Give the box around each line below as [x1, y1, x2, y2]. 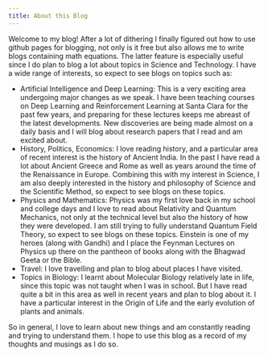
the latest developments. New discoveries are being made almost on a [19, 118, 254, 127]
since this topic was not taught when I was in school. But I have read [19, 280, 248, 290]
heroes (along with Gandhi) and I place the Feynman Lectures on [19, 238, 235, 247]
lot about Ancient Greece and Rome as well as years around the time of [19, 160, 257, 170]
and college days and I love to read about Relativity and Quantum [19, 203, 237, 214]
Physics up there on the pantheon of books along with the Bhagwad [19, 247, 245, 256]
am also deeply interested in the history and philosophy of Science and [19, 178, 256, 188]
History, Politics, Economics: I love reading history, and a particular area [19, 143, 259, 153]
